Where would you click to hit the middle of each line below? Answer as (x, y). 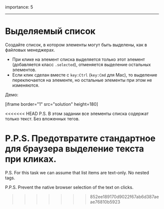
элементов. (24, 70)
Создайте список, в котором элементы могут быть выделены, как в (76, 45)
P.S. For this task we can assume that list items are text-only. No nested (77, 172)
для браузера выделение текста (75, 149)
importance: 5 (19, 7)
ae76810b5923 (105, 202)
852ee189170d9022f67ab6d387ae (124, 196)
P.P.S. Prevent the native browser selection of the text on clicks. (69, 187)
